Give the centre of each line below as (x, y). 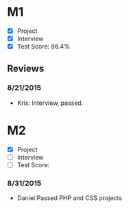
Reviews (26, 68)
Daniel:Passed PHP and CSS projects (69, 198)
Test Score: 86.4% (44, 47)
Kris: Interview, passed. (50, 103)
